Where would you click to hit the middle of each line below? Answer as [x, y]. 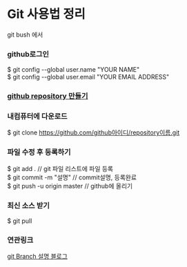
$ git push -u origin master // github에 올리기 [70, 186]
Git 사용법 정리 [46, 14]
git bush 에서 [25, 34]
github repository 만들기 [48, 96]
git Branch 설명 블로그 [37, 257]
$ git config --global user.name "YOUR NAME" [73, 70]
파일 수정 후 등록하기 [39, 152]
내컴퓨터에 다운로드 [37, 117]
